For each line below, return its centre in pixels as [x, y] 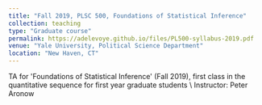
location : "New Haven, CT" [54, 53]
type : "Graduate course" [50, 31]
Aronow [21, 93]
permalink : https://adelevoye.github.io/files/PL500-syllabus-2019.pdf [131, 38]
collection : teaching [45, 23]
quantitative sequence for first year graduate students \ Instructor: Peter [128, 85]
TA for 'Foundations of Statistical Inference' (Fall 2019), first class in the [127, 76]
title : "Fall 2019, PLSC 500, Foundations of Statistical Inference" [128, 16]
